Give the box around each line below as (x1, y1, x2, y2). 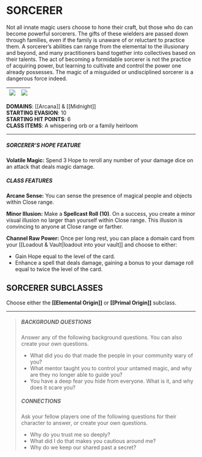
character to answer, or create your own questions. (20, 419, 148, 426)
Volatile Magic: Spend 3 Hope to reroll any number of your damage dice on (6, 156, 194, 163)
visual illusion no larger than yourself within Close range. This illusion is (6, 216, 183, 224)
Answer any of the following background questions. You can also (20, 333, 182, 341)
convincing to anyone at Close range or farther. (6, 222, 123, 230)
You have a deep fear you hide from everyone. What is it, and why (29, 377, 194, 385)
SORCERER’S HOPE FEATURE (6, 141, 81, 148)
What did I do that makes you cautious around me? (29, 437, 156, 444)
